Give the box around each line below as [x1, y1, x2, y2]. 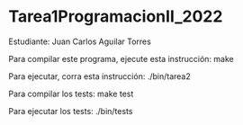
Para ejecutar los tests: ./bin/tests [8, 105, 133, 116]
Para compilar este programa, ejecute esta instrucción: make [8, 53, 235, 64]
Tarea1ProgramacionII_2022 [8, 6, 223, 27]
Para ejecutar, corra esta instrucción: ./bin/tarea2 [8, 70, 191, 82]
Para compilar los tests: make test [8, 88, 134, 99]
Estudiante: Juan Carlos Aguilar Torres [8, 36, 152, 47]
